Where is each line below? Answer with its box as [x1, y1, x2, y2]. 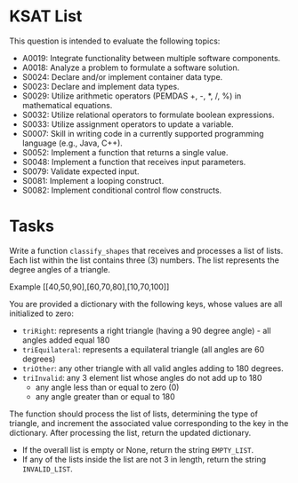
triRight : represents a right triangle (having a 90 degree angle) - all [21, 325, 271, 336]
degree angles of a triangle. [9, 264, 111, 274]
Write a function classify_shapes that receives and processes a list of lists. [9, 245, 284, 256]
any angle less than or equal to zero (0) [35, 382, 180, 392]
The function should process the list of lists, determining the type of [9, 408, 258, 419]
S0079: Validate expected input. [21, 166, 140, 177]
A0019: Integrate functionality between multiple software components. [21, 52, 281, 63]
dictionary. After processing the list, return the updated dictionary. [9, 427, 252, 438]
